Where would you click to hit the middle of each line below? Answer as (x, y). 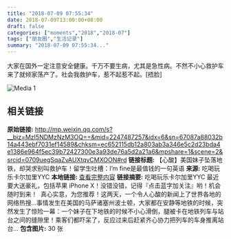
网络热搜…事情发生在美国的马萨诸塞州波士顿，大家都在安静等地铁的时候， (112, 203)
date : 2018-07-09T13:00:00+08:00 (55, 20)
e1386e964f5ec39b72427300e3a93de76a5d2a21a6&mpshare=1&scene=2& (115, 151)
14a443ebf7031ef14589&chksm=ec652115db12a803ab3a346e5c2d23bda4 (114, 144)
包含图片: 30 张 (42, 228)
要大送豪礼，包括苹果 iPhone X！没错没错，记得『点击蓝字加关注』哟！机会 (114, 185)
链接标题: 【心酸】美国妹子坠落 (172, 159)
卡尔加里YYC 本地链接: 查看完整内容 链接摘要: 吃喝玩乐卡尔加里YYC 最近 (116, 177)
